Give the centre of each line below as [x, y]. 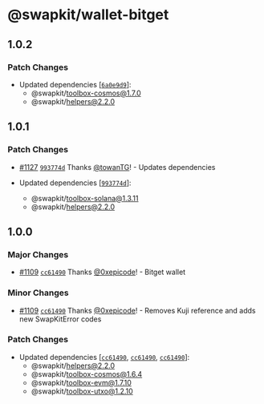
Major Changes [38, 254]
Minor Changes [38, 293]
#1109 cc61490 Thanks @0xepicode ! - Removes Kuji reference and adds [137, 310]
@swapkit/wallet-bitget [88, 15]
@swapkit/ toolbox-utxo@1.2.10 [82, 391]
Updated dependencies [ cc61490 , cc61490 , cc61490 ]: [104, 357]
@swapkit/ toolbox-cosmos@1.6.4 [87, 374]
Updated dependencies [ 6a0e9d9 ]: [75, 84]
